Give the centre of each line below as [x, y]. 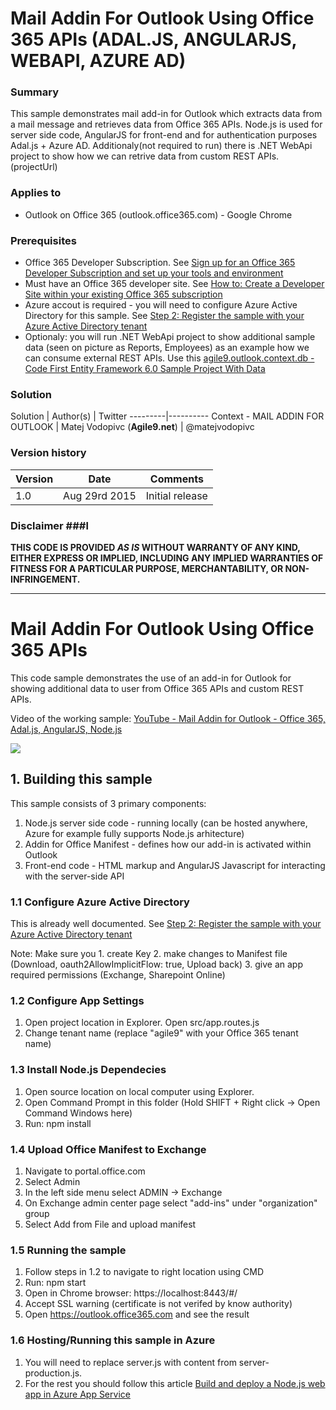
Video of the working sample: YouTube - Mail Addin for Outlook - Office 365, [168, 718]
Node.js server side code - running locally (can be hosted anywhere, [166, 823]
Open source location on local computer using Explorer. [139, 1091]
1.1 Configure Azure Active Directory [100, 902]
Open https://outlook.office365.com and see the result [137, 1314]
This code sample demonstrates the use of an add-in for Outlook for [151, 678]
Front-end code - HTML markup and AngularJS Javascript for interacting [175, 865]
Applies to [36, 193]
